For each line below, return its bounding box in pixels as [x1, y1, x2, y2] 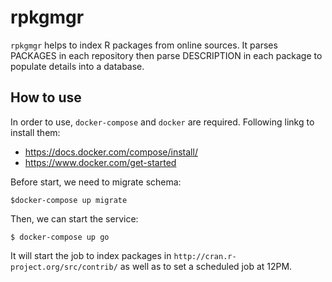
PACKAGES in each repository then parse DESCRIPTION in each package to [10, 49, 323, 61]
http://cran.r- [173, 251, 237, 261]
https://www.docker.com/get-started [24, 156, 177, 168]
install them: [10, 126, 61, 138]
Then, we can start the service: [10, 212, 139, 225]
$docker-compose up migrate [10, 195, 128, 205]
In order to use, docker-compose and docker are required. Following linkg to [10, 116, 315, 128]
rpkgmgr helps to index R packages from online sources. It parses [10, 39, 278, 51]
